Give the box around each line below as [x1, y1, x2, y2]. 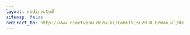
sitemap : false [5, 14, 43, 20]
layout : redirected [5, 8, 54, 15]
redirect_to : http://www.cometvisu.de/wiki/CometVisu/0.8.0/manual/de [5, 20, 185, 26]
